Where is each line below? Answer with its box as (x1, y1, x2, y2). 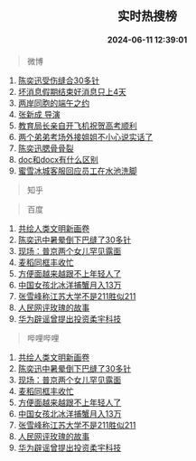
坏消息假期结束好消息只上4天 (17, 86, 126, 97)
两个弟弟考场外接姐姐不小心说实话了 (17, 131, 154, 142)
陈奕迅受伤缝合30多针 (17, 75, 100, 86)
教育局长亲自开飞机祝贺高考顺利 (17, 120, 137, 131)
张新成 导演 (17, 108, 61, 119)
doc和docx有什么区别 (17, 154, 99, 165)
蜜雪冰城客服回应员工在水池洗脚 (17, 165, 137, 176)
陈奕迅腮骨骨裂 (17, 143, 74, 154)
